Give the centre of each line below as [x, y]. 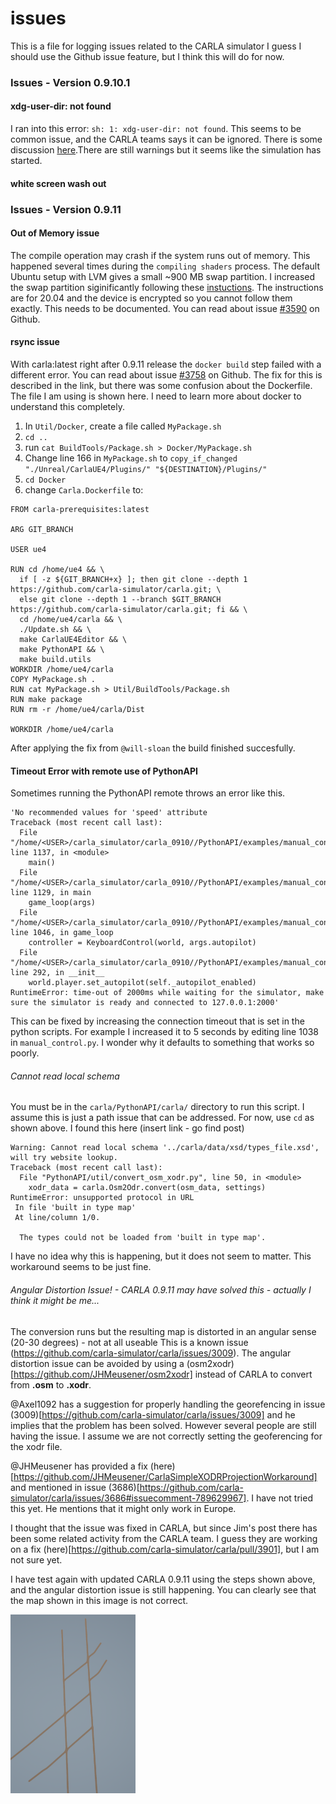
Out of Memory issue [55, 233]
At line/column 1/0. [57, 1218]
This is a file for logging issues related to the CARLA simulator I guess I [156, 46]
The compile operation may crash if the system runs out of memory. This [160, 255]
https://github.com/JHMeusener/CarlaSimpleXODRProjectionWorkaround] [165, 1476]
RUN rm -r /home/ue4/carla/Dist [77, 709]
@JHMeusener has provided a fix [79, 1466]
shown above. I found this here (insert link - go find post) [127, 1128]
